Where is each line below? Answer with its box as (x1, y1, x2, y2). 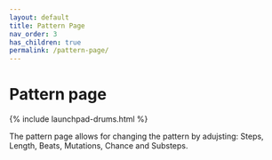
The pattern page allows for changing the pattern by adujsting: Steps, (9, 131, 264, 142)
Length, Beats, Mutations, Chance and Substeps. (9, 140, 188, 151)
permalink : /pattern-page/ (9, 46, 109, 55)
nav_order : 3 (9, 29, 58, 38)
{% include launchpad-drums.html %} (9, 114, 148, 124)
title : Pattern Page (9, 21, 86, 30)
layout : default (9, 12, 69, 22)
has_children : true (9, 37, 82, 47)
